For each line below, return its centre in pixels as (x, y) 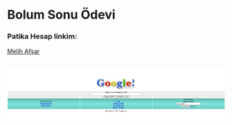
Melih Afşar (24, 51)
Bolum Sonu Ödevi (61, 15)
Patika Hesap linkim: (42, 37)
